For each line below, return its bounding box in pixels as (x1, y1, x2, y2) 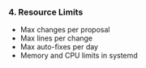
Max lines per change (19, 33, 93, 43)
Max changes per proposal (19, 25, 110, 35)
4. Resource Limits (8, 6, 84, 18)
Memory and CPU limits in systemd (19, 51, 138, 61)
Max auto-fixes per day (19, 42, 99, 52)
